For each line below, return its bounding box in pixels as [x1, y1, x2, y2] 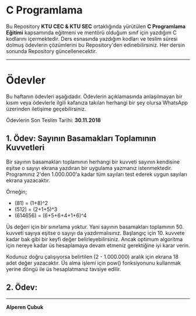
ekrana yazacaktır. [6, 176, 51, 184]
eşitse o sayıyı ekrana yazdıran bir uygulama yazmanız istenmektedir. [6, 164, 173, 171]
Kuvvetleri [6, 143, 45, 152]
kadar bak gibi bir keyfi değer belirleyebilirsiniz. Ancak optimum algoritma [6, 235, 183, 242]
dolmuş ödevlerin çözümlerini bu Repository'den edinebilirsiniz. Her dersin [6, 41, 185, 48]
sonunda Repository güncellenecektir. [6, 47, 97, 54]
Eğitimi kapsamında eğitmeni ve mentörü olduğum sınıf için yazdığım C [6, 29, 177, 36]
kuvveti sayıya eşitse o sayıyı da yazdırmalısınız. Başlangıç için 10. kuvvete [6, 229, 185, 237]
